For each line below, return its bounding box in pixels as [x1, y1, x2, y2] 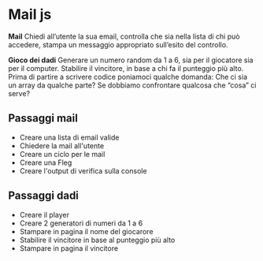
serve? [8, 88, 30, 98]
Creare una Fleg [19, 158, 72, 167]
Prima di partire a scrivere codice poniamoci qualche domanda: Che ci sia [8, 72, 248, 81]
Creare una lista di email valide [19, 132, 120, 142]
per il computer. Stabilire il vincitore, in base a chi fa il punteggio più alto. [8, 63, 244, 73]
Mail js [8, 6, 52, 24]
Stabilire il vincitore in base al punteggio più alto [19, 235, 176, 244]
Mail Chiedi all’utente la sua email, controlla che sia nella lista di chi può [8, 32, 240, 41]
